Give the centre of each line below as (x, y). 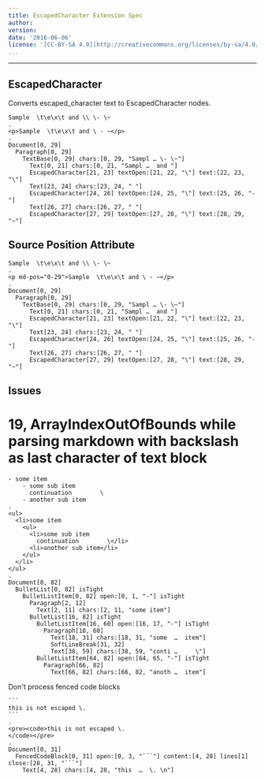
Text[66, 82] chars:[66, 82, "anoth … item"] (128, 672)
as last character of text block (108, 458)
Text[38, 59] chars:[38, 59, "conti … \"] (128, 652)
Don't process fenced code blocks (64, 687)
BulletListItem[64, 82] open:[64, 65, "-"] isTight (123, 659)
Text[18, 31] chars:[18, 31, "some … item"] (128, 638)
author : (21, 23)
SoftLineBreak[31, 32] (88, 645)
